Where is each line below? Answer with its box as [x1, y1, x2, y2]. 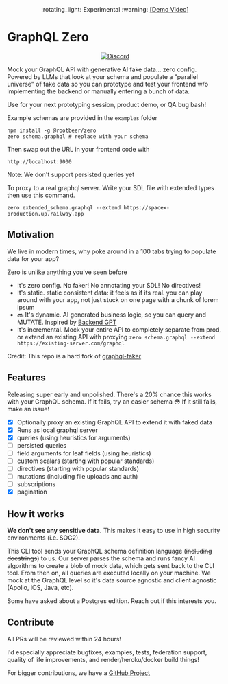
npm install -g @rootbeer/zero [7, 127, 97, 134]
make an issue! [7, 404, 50, 413]
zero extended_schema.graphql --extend [7, 204, 121, 211]
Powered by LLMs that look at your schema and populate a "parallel [7, 72, 199, 80]
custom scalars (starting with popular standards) [16, 457, 155, 465]
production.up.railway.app [7, 210, 84, 217]
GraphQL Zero [7, 30, 89, 45]
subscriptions [16, 480, 56, 488]
